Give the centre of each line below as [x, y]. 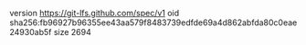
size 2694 [72, 32]
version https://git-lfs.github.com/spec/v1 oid [95, 13]
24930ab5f [31, 32]
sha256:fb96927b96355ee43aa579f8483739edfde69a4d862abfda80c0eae [153, 22]
